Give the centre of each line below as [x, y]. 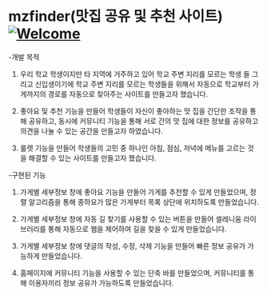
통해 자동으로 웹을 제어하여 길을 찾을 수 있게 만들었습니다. [137, 229]
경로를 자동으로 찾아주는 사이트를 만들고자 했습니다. [128, 94]
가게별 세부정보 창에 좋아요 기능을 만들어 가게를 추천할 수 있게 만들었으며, [134, 192]
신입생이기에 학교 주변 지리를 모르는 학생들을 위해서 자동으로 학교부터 [143, 84]
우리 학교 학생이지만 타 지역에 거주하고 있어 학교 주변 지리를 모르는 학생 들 [135, 74]
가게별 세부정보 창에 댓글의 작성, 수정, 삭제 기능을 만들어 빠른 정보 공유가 [133, 245]
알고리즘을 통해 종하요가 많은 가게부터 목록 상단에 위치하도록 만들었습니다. [144, 201]
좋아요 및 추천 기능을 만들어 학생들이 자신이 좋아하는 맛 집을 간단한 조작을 [134, 111]
